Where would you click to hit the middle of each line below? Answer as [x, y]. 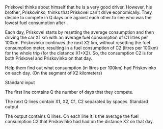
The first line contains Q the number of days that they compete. [69, 92]
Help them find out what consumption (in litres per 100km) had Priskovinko [81, 68]
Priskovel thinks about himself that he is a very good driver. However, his [79, 7]
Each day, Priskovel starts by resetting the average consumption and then [80, 32]
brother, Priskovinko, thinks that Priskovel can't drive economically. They [79, 12]
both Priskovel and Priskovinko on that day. [49, 58]
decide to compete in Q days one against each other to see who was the [78, 17]
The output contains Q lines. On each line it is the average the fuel [72, 116]
